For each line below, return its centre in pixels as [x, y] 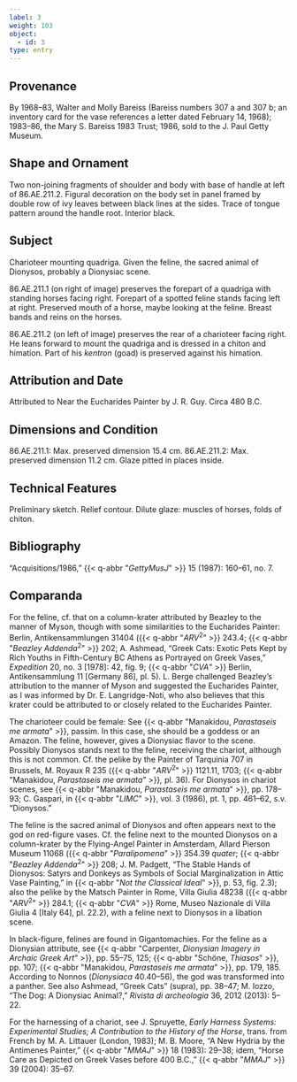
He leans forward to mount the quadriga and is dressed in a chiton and [138, 343]
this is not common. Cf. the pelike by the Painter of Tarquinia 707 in [131, 759]
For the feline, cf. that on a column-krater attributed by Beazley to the [135, 617]
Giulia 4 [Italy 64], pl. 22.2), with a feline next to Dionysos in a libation [136, 912]
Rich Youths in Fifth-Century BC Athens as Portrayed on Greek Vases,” [138, 657]
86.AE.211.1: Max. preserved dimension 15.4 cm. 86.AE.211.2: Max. [129, 451]
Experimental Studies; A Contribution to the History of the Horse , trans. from [148, 1031]
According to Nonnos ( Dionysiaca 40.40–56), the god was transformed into [147, 976]
